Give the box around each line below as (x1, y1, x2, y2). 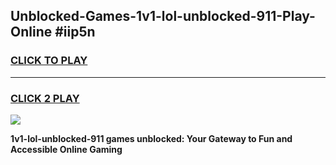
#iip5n (54, 24, 96, 41)
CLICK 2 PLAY (10, 91, 80, 105)
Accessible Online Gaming (10, 143, 123, 155)
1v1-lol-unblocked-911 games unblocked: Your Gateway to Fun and (10, 132, 293, 144)
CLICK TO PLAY (10, 54, 88, 68)
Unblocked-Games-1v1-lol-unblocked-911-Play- (10, 8, 316, 25)
